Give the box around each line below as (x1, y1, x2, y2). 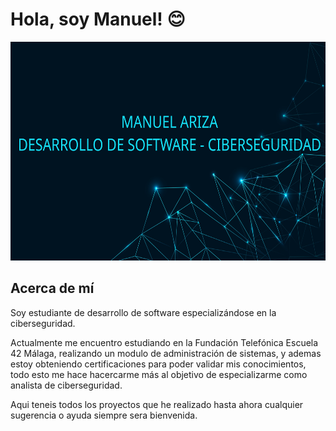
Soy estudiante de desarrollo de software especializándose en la (10, 306, 277, 318)
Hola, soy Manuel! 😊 (10, 8, 186, 31)
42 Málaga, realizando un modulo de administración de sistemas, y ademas (10, 347, 322, 359)
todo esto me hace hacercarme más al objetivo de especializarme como (10, 368, 308, 380)
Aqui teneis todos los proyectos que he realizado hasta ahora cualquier (10, 398, 304, 410)
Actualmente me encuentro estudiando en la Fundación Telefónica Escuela (10, 336, 319, 348)
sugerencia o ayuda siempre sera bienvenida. (10, 409, 198, 421)
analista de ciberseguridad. (10, 379, 123, 391)
